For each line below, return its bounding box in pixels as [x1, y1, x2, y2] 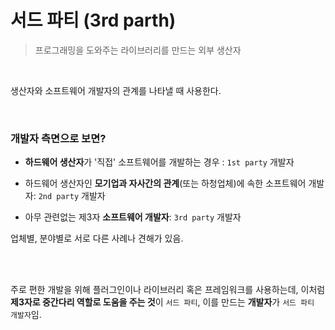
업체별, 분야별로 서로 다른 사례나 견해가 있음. [10, 232, 184, 245]
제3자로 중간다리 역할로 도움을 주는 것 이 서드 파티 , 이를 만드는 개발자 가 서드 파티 [10, 296, 315, 308]
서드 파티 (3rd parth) [10, 9, 177, 32]
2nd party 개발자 [38, 190, 106, 202]
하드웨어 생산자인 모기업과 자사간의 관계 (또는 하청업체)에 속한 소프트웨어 [24, 177, 307, 190]
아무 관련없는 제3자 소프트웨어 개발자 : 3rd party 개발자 [24, 211, 242, 223]
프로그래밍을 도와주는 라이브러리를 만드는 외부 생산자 [34, 44, 242, 56]
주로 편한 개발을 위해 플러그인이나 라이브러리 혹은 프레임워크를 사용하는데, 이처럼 [10, 284, 326, 296]
